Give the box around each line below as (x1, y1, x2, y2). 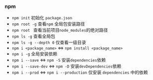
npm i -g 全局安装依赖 (11, 51, 58, 57)
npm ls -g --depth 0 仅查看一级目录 (11, 40, 86, 45)
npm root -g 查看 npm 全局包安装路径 (11, 21, 85, 27)
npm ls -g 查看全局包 (11, 33, 56, 40)
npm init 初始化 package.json (11, 15, 73, 21)
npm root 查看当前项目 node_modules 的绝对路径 (11, 27, 108, 33)
